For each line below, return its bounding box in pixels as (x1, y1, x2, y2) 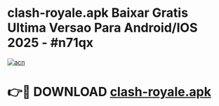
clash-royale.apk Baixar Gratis (7, 5, 188, 21)
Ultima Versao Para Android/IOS (7, 20, 198, 36)
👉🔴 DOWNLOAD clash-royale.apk (7, 84, 212, 100)
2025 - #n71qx (7, 35, 93, 51)
